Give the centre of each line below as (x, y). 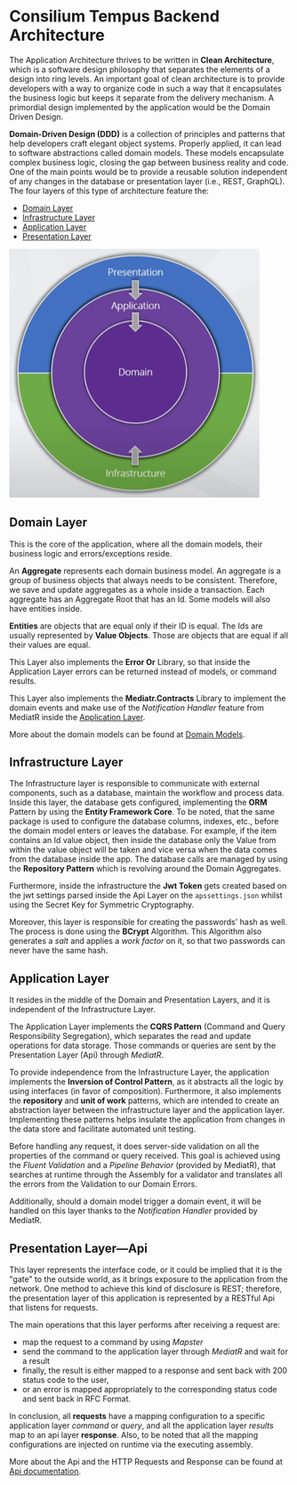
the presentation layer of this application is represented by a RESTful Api (142, 1298)
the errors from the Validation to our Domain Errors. (103, 1184)
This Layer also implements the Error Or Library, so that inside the (130, 661)
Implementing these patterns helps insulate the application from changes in (148, 1120)
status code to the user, (65, 1380)
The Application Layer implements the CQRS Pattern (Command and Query (148, 1027)
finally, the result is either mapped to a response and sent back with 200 (154, 1371)
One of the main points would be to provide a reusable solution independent (148, 172)
